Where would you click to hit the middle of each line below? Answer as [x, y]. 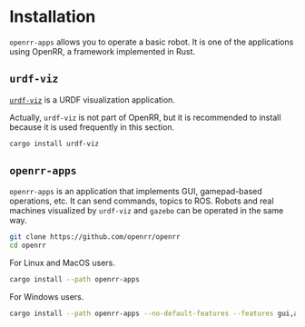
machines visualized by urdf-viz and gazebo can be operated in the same [147, 211]
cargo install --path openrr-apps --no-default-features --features [142, 314]
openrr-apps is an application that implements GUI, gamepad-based [136, 192]
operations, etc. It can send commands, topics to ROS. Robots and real [142, 201]
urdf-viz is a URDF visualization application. [92, 99]
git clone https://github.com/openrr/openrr [95, 237]
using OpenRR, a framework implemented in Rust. [103, 51]
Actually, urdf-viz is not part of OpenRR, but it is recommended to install [145, 117]
